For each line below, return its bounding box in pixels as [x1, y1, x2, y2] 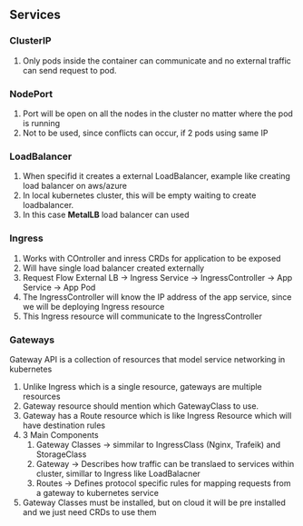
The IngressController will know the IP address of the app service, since [22, 291, 292, 303]
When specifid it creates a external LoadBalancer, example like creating [22, 171, 290, 182]
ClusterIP [9, 35, 52, 47]
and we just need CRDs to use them [22, 506, 157, 517]
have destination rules [22, 420, 106, 431]
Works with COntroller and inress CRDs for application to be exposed [22, 253, 281, 263]
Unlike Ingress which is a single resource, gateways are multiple [22, 381, 263, 392]
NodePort [9, 87, 54, 100]
